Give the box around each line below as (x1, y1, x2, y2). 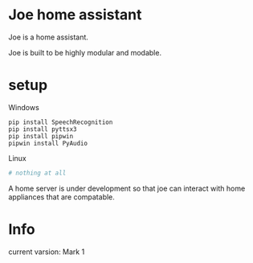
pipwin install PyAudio (8, 139, 88, 147)
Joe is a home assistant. (8, 32, 88, 42)
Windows (8, 102, 40, 112)
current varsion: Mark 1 (8, 247, 85, 257)
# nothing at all (8, 169, 67, 177)
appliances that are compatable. (8, 191, 115, 202)
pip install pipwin (8, 132, 74, 140)
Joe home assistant (8, 6, 142, 24)
